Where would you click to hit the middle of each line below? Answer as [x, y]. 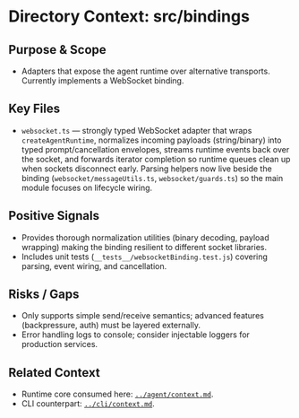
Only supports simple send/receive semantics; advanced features [143, 316]
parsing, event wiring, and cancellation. [94, 266]
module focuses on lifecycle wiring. [87, 187]
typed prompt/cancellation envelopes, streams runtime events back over [155, 149]
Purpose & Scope [57, 50]
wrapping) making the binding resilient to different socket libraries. [144, 247]
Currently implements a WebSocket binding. [103, 81]
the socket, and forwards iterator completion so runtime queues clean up [156, 159]
